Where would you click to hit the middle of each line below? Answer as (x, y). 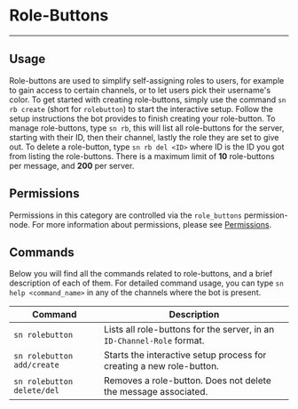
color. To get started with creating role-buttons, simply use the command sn (148, 100)
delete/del (36, 391)
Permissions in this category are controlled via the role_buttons (125, 215)
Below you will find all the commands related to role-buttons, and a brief (141, 274)
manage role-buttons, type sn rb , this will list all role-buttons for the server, (147, 128)
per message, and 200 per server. (72, 165)
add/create (36, 365)
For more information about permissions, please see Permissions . (152, 224)
